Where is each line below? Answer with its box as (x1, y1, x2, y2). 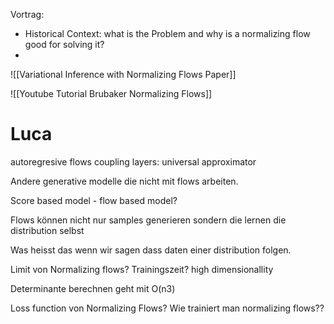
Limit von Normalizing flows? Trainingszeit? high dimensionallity (10, 263, 274, 275)
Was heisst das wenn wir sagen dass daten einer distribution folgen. (10, 244, 292, 256)
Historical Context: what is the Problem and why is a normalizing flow (24, 28, 311, 39)
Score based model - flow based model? (10, 194, 178, 206)
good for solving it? (24, 39, 105, 50)
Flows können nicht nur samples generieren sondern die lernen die (10, 214, 287, 226)
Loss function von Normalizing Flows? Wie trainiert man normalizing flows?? (10, 302, 325, 314)
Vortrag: (10, 9, 45, 20)
